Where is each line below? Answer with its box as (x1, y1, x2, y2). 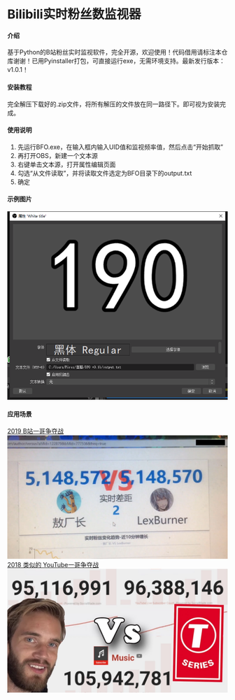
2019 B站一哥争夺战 (7, 427, 64, 435)
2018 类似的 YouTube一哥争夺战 (7, 560, 99, 569)
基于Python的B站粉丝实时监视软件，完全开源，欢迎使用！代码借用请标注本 (7, 48, 222, 57)
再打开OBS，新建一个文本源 (17, 151, 98, 159)
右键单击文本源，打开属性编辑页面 (17, 160, 116, 169)
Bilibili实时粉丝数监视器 (7, 6, 141, 22)
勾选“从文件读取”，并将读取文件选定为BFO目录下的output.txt (17, 169, 192, 177)
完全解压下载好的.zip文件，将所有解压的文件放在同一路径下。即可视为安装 (7, 99, 220, 108)
